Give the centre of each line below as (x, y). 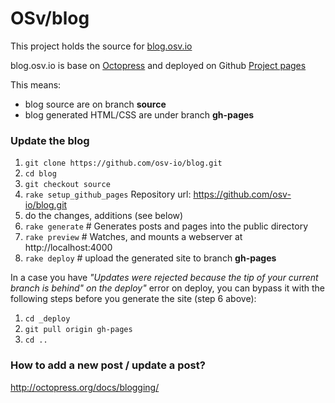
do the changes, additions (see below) (104, 216)
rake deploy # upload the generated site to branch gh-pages (150, 258)
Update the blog (50, 140)
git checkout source (67, 185)
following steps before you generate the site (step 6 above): (133, 299)
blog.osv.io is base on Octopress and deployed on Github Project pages (158, 65)
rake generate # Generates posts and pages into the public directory (166, 226)
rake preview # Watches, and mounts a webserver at (133, 237)
